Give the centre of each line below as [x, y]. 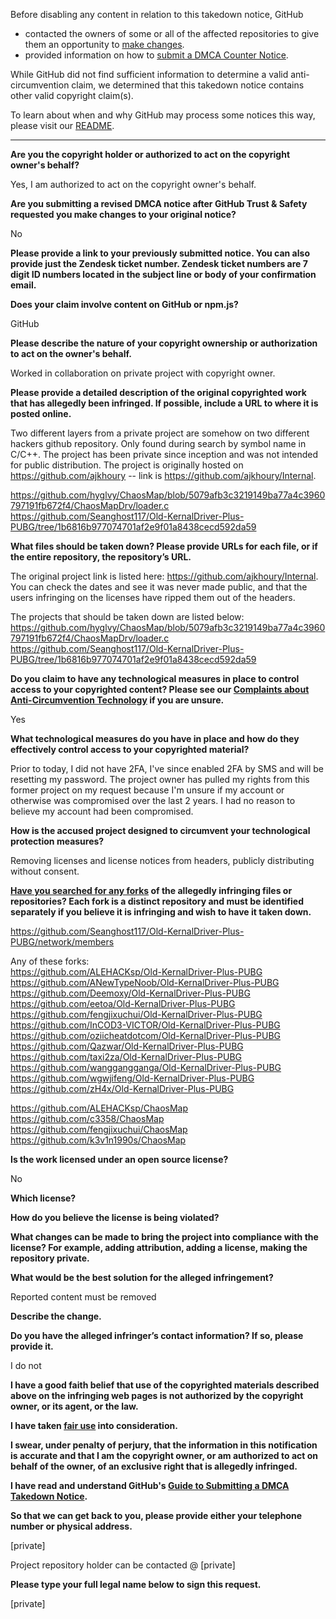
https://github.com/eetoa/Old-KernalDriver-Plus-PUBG [123, 1003]
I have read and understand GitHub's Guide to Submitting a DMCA [150, 1485]
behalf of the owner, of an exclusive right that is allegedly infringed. [154, 1466]
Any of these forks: [50, 961]
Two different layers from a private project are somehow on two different [160, 433]
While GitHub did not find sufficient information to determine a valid [149, 74]
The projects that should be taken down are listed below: [127, 617]
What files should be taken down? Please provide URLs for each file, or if [164, 546]
